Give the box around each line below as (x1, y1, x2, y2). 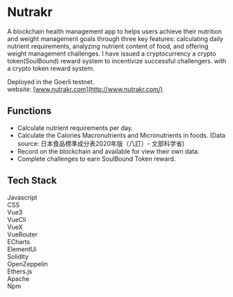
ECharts (7, 237, 31, 246)
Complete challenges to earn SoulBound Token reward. (17, 154, 176, 163)
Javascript (7, 193, 38, 202)
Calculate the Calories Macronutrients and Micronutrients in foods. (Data (17, 131, 226, 139)
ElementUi (7, 245, 37, 253)
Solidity (7, 252, 29, 261)
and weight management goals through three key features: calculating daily (7, 34, 224, 42)
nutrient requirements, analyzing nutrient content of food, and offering (7, 42, 209, 50)
